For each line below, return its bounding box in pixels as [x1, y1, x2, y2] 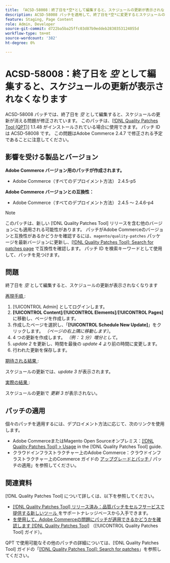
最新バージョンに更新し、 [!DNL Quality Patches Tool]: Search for [18, 239, 154, 245]
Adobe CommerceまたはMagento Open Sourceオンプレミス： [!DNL [12, 438, 154, 444]
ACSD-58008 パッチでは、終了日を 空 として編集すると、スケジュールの [5, 111, 156, 117]
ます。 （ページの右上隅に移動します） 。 [30, 328, 114, 334]
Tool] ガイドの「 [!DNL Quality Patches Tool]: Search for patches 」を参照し [5, 546, 161, 552]
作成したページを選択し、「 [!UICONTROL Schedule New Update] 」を [12, 322, 157, 328]
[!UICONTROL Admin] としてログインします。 [12, 304, 108, 310]
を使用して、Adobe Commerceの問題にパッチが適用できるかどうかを [12, 516, 157, 522]
